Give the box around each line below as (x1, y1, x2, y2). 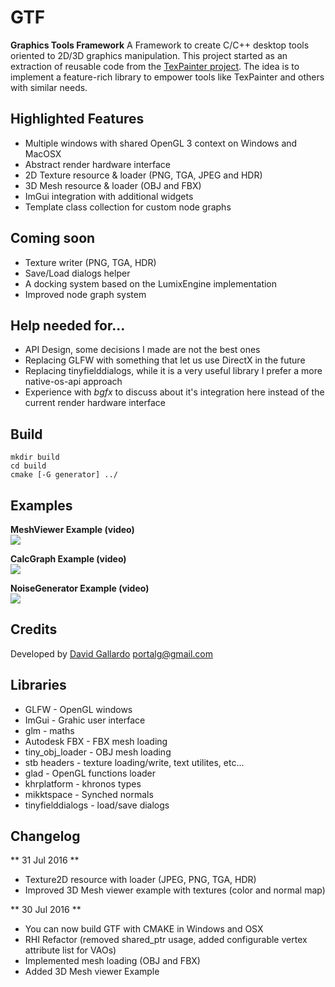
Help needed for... (10, 317, 126, 334)
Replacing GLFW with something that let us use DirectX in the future (24, 354, 306, 366)
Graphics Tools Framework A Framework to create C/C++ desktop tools (10, 39, 310, 51)
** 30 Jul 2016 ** (10, 904, 82, 916)
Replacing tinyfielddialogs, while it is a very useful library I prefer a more (24, 365, 323, 377)
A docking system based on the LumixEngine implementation (24, 277, 278, 290)
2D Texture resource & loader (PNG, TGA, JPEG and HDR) (24, 169, 263, 181)
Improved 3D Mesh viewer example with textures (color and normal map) (24, 884, 326, 896)
